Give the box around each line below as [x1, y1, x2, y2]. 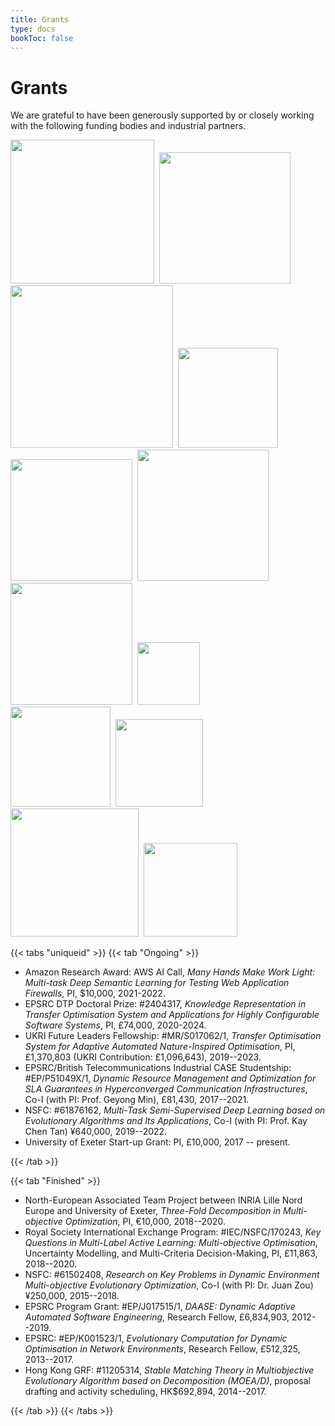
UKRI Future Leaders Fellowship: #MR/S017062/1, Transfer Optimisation [24, 1030, 322, 1042]
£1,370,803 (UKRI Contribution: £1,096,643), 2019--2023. [24, 1051, 262, 1063]
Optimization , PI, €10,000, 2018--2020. [64, 1216, 227, 1228]
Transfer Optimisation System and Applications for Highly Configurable [24, 1009, 320, 1021]
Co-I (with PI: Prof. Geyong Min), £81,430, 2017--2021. [24, 1094, 250, 1106]
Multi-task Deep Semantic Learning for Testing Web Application [24, 977, 290, 989]
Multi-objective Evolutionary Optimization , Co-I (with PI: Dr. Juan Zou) [24, 1279, 314, 1291]
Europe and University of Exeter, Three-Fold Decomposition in [24, 1205, 282, 1217]
